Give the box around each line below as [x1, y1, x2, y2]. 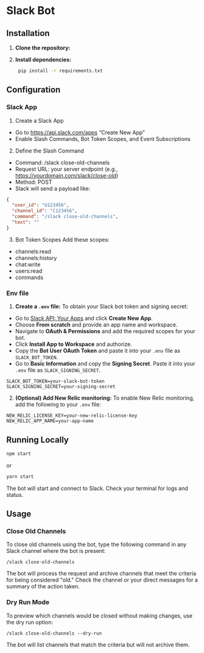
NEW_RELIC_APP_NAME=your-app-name [6, 418, 94, 424]
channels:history [15, 254, 57, 261]
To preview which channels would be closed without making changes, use [6, 612, 193, 619]
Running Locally [6, 435, 69, 445]
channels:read [15, 248, 52, 255]
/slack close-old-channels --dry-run [6, 630, 102, 637]
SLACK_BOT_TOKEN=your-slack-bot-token [6, 378, 105, 384]
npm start [6, 450, 32, 456]
